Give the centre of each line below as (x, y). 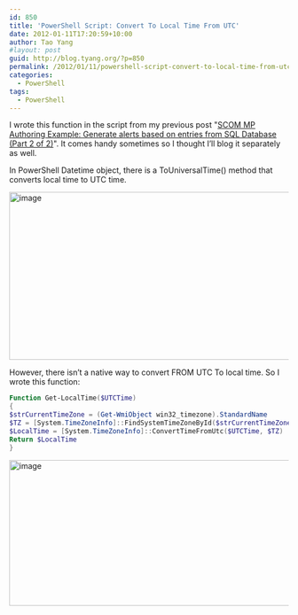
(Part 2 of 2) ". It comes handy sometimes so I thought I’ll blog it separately (145, 144)
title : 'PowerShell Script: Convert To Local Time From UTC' (125, 26)
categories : (31, 75)
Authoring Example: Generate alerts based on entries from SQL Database (143, 135)
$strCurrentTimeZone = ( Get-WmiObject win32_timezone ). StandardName (138, 415)
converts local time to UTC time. (68, 180)
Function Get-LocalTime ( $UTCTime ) (73, 398)
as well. (23, 153)
